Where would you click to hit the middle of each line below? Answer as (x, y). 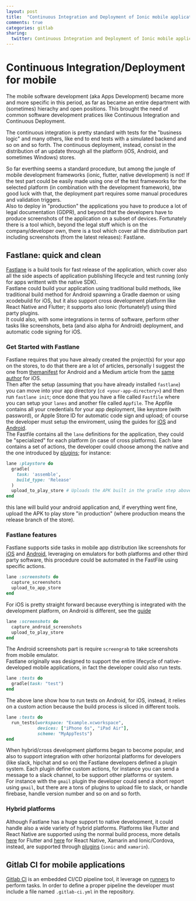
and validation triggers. (34, 200)
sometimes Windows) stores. (41, 157)
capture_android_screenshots (47, 627)
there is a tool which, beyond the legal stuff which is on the (77, 224)
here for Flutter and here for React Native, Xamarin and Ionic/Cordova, (90, 840)
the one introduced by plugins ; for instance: (59, 453)
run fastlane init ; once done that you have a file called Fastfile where (93, 397)
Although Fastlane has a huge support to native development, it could (90, 821)
